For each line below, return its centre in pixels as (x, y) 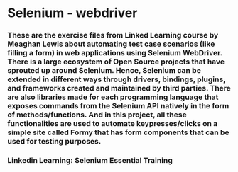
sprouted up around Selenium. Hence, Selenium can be (104, 71)
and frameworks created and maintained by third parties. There (119, 88)
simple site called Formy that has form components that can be (118, 132)
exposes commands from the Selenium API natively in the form (118, 106)
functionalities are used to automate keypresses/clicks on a (113, 124)
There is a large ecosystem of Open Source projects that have (116, 62)
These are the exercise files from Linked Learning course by (113, 35)
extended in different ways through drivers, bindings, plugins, (117, 79)
